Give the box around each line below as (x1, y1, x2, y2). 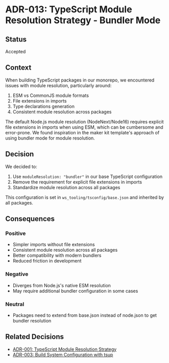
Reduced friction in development (12, 258, 82, 264)
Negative (5, 271, 29, 278)
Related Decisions (5, 332, 64, 341)
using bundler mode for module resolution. (5, 135, 95, 141)
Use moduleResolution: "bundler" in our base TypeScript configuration (12, 173, 162, 179)
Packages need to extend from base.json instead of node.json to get (12, 312, 157, 318)
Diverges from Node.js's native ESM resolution (12, 282, 111, 288)
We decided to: (5, 163, 37, 170)
